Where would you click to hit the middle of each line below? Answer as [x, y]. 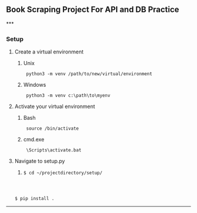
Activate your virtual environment [55, 107]
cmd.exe [34, 140]
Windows [35, 85]
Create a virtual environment [49, 52]
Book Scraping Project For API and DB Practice [93, 10]
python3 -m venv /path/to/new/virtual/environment [89, 74]
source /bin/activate [52, 129]
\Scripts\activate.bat [54, 150]
